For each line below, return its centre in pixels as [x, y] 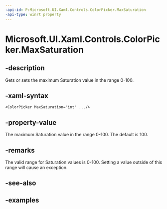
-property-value [31, 122]
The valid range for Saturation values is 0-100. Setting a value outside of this [84, 162]
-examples [22, 200]
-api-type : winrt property [33, 14]
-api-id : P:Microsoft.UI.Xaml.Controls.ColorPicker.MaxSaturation [76, 10]
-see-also [21, 183]
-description [25, 68]
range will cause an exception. [37, 167]
